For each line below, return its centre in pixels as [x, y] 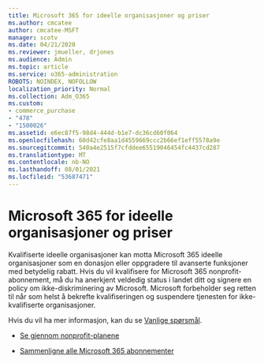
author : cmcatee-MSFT [44, 30]
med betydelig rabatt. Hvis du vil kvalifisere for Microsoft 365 [108, 271]
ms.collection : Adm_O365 [49, 96]
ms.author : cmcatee [40, 23]
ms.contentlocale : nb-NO [49, 163]
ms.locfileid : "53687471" [50, 177]
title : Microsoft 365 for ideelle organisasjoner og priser [109, 15]
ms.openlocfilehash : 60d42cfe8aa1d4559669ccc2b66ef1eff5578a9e [114, 140]
